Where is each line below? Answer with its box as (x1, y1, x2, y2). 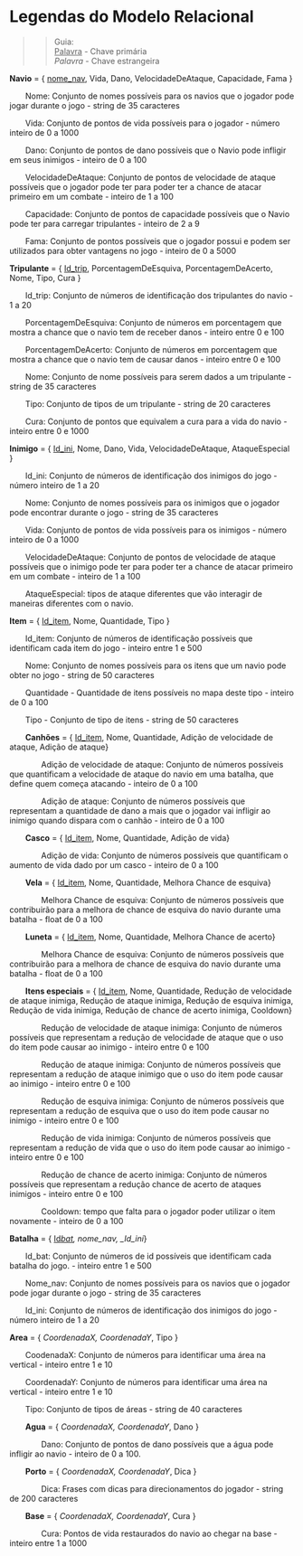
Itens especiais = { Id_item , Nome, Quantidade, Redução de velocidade (25, 985, 292, 996)
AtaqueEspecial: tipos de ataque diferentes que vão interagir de (25, 588, 262, 599)
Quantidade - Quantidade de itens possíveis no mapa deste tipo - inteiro (25, 687, 294, 698)
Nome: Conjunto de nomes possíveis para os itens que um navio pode (25, 660, 287, 671)
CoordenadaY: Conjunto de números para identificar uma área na (25, 1376, 269, 1387)
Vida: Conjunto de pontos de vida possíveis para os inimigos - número (25, 524, 288, 535)
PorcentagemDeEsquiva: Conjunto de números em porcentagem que (25, 316, 282, 327)
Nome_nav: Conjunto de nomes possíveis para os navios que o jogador (25, 1278, 291, 1288)
